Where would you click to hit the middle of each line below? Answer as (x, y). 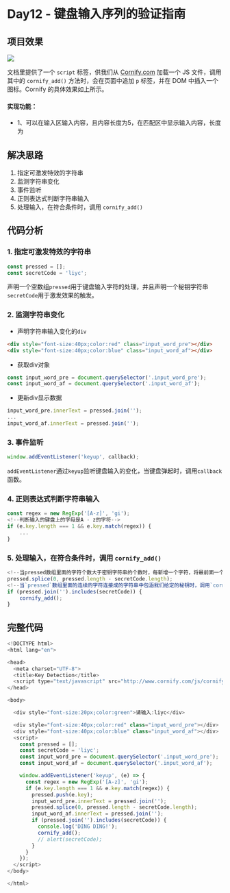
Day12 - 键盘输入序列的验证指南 (97, 14)
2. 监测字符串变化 (36, 315)
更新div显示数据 (39, 397)
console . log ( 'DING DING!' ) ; (77, 827)
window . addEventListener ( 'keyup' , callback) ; (73, 457)
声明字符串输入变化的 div (52, 331)
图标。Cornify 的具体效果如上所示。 (57, 89)
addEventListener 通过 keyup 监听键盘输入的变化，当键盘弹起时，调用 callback (115, 471)
